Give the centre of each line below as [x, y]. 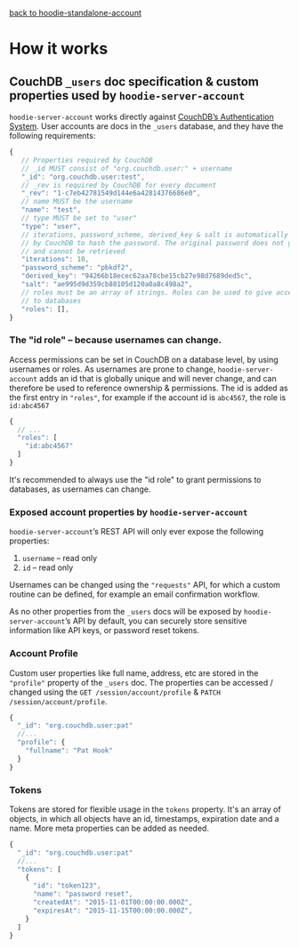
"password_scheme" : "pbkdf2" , [77, 268]
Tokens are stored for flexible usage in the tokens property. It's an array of [145, 809]
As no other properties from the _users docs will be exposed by [125, 612]
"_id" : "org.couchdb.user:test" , [83, 177]
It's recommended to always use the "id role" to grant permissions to [135, 479]
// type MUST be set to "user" [79, 218]
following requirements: [53, 136]
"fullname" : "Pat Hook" [69, 751]
